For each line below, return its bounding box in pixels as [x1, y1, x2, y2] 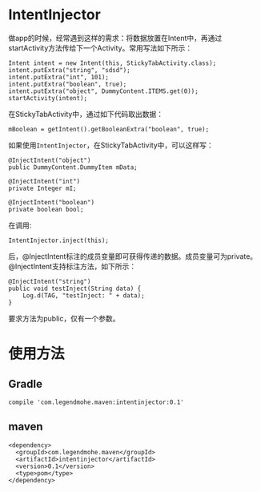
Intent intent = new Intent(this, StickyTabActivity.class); [8, 58, 217, 67]
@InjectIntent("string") [8, 277, 91, 285]
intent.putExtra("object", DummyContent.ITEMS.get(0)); [8, 87, 199, 95]
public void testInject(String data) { [8, 284, 142, 292]
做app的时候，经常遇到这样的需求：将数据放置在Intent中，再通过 [8, 33, 223, 42]
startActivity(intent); [8, 94, 88, 102]
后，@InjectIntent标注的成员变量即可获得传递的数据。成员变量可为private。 [8, 251, 258, 261]
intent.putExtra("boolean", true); [8, 80, 127, 88]
